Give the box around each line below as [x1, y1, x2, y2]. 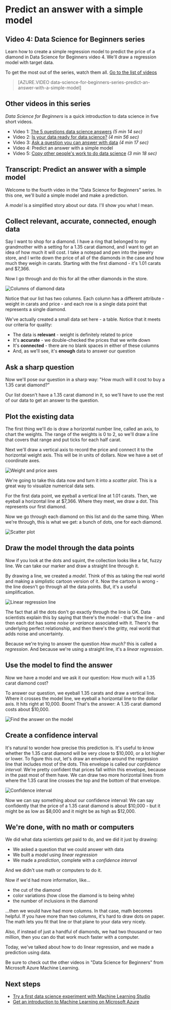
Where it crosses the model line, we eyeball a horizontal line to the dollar [5, 695, 158, 702]
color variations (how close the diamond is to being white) [12, 893, 135, 899]
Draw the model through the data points [5, 544, 135, 552]
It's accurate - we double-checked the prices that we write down [12, 337, 151, 343]
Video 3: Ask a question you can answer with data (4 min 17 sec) [12, 139, 149, 146]
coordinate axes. [5, 458, 41, 464]
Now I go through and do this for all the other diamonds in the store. [5, 276, 148, 282]
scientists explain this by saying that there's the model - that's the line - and [5, 614, 165, 621]
